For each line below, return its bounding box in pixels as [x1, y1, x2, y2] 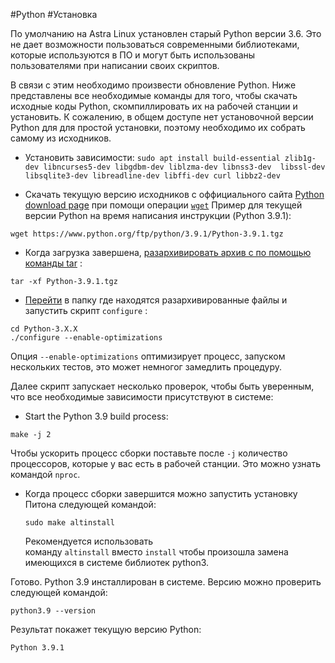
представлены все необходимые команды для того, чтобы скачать [10, 90, 298, 101]
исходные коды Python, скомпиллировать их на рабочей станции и [10, 100, 298, 112]
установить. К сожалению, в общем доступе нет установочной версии [10, 111, 314, 123]
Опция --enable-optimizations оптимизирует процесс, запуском [10, 350, 286, 362]
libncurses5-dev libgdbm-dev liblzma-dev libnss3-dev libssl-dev [43, 162, 326, 172]
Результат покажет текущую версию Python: [10, 624, 202, 635]
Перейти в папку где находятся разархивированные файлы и [24, 294, 288, 306]
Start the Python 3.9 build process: [24, 410, 169, 422]
